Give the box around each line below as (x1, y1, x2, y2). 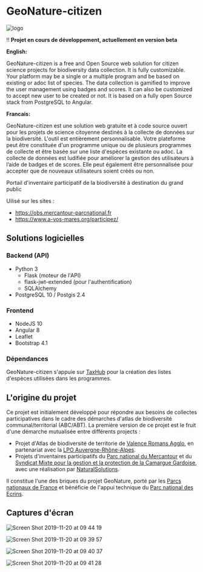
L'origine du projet (6, 392, 77, 402)
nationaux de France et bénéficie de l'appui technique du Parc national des (6, 484, 194, 491)
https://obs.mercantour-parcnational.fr (15, 208, 112, 216)
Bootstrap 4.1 (15, 339, 48, 346)
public (6, 185, 22, 193)
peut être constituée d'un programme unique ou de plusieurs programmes (6, 141, 192, 148)
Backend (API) (6, 251, 50, 260)
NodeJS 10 (15, 320, 42, 327)
